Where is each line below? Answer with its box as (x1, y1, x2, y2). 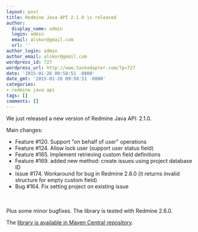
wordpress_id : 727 (6, 59, 52, 65)
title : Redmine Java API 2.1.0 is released (6, 14, 117, 20)
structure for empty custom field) (14, 176, 97, 183)
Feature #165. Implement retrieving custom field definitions (14, 151, 161, 158)
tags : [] (6, 93, 28, 99)
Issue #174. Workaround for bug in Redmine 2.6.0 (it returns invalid (14, 169, 180, 177)
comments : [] (6, 98, 39, 104)
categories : (6, 82, 36, 88)
